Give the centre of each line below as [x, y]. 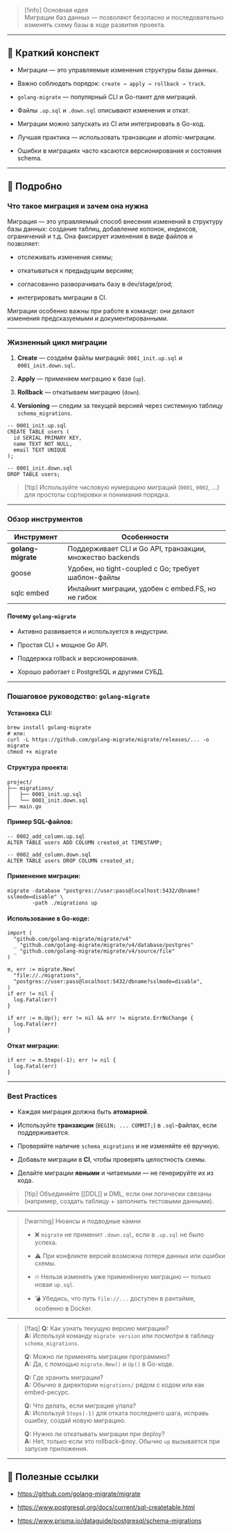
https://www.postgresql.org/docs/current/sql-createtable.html [106, 1507]
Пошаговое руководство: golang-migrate [79, 696]
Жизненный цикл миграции [57, 343]
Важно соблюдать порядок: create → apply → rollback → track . [111, 83]
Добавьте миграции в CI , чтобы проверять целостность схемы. [112, 1159]
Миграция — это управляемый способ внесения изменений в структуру [115, 221]
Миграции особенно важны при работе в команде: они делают [101, 311]
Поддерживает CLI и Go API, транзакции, [137, 549]
